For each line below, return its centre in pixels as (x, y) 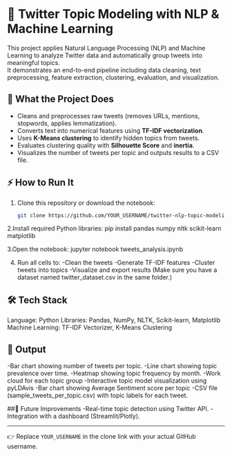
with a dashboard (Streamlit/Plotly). (89, 416)
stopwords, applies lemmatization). (67, 123)
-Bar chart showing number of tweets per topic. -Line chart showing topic (112, 366)
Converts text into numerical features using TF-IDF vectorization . (110, 130)
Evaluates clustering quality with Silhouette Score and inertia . (106, 145)
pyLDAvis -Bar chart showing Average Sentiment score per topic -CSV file (113, 388)
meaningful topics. (33, 62)
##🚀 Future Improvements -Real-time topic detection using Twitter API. (108, 409)
